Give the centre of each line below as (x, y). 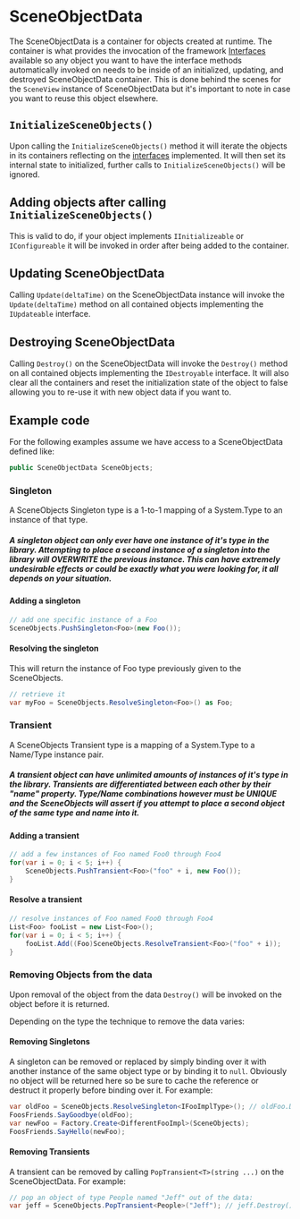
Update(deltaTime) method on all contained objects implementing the (137, 304)
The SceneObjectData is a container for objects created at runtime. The (141, 41)
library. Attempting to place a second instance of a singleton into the (140, 550)
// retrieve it (37, 694)
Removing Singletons (50, 1042)
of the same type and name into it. (75, 813)
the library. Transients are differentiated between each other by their (140, 784)
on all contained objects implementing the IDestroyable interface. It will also (149, 373)
